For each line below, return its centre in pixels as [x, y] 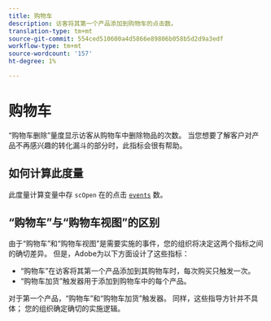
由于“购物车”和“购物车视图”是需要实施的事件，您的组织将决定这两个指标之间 [136, 244]
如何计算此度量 [46, 174]
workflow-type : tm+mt [45, 46]
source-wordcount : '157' [50, 54]
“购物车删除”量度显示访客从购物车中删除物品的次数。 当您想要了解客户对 [130, 135]
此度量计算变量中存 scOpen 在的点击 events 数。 [88, 194]
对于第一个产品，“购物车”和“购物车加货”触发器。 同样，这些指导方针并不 [130, 298]
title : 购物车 [31, 16]
